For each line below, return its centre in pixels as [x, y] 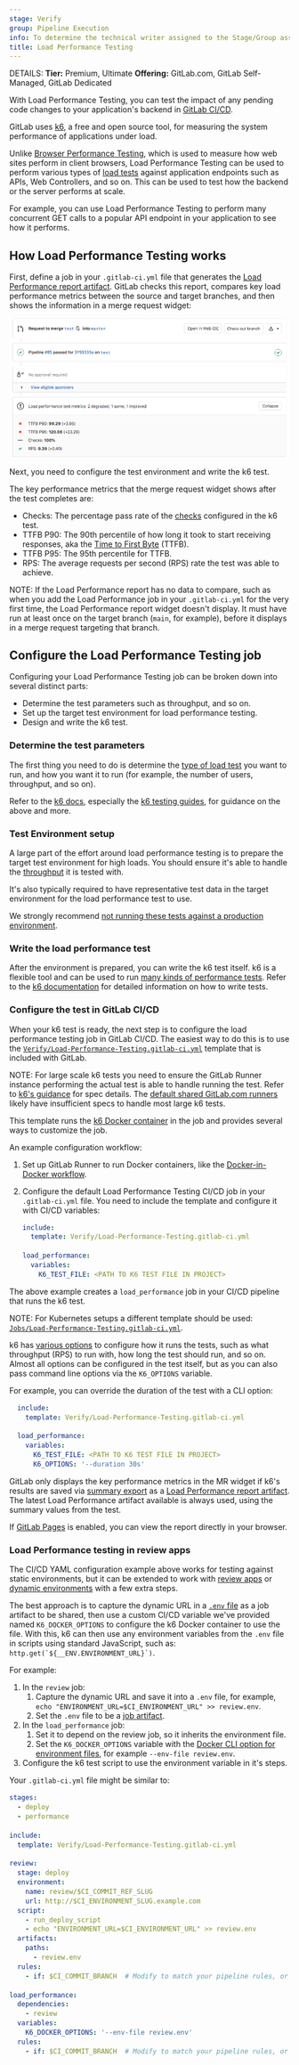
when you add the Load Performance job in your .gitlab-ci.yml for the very [149, 599]
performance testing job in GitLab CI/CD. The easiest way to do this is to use [149, 1038]
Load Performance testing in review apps [100, 1549]
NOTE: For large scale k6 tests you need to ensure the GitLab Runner [136, 1075]
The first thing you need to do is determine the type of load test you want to [148, 765]
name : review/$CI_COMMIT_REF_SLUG [89, 1891]
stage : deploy [43, 1873]
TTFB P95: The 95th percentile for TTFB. [97, 553]
